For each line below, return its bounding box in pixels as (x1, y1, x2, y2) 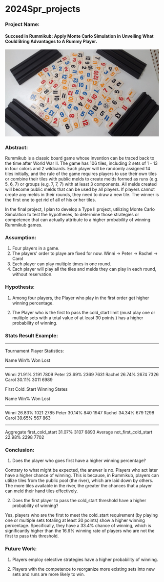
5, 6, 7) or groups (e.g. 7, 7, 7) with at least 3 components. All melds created (5, 181, 157, 187)
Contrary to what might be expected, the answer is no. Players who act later (5, 467, 158, 473)
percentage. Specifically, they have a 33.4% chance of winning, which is (5, 523, 151, 529)
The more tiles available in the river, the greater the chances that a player (5, 483, 152, 489)
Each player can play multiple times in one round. (12, 261, 111, 267)
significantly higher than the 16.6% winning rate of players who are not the (5, 528, 155, 534)
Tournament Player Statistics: (5, 348, 64, 354)
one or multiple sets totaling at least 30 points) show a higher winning (5, 517, 145, 523)
